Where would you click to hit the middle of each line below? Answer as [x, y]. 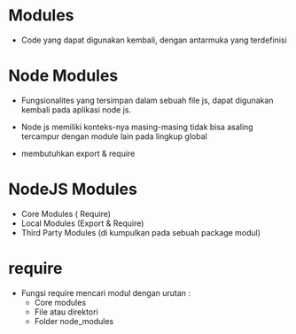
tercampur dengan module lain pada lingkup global [114, 136]
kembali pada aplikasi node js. [76, 109]
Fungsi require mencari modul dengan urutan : [106, 292]
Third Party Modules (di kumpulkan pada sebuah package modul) [141, 232]
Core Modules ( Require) [66, 214]
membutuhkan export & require [78, 153]
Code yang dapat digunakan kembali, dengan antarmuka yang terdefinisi [154, 40]
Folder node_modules [74, 321]
